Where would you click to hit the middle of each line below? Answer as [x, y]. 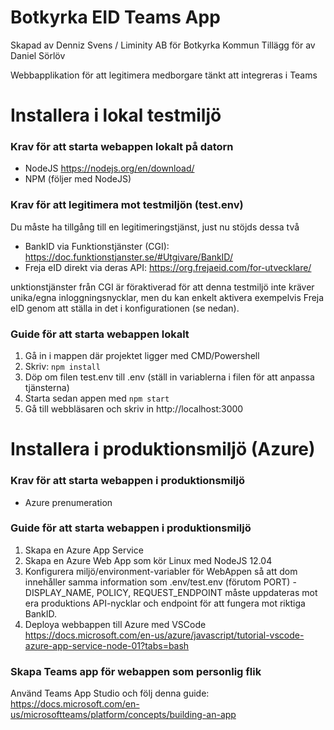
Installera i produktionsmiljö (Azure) [163, 449]
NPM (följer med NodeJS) [78, 179]
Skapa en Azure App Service [84, 550]
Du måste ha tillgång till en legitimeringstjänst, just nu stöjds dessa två [155, 227]
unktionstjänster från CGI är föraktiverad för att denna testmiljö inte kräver [162, 287]
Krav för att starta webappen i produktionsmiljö [127, 481]
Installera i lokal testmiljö [116, 115]
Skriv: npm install [62, 367]
